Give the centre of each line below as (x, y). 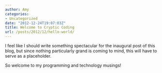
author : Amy (17, 9)
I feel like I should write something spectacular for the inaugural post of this (80, 46)
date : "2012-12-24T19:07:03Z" (36, 23)
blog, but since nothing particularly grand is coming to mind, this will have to (81, 51)
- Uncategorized (21, 18)
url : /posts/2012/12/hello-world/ (40, 32)
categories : (17, 14)
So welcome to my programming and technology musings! (63, 65)
